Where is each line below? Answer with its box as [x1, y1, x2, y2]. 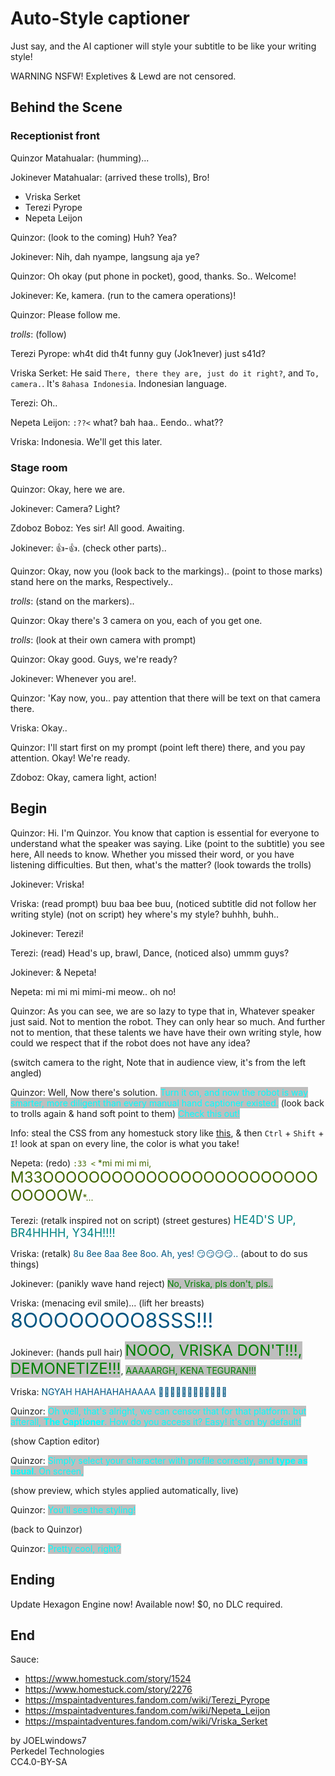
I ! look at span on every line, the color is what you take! [10, 1137, 240, 1149]
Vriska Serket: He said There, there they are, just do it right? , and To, [10, 367, 320, 379]
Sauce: [10, 1653, 40, 1666]
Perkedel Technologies [10, 1745, 105, 1757]
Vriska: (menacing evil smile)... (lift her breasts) [10, 1297, 205, 1309]
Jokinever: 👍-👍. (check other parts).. [10, 542, 167, 554]
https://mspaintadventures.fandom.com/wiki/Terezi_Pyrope [24, 1694, 270, 1706]
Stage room [10, 460, 68, 474]
